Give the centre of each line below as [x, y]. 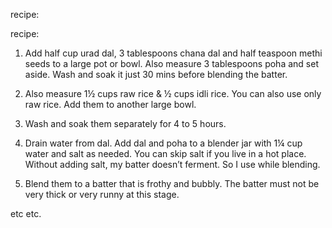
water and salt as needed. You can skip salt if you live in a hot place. [165, 153]
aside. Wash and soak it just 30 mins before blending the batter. [156, 74]
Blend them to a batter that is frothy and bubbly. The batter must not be [172, 183]
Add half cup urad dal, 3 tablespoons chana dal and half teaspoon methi [173, 53]
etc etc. [26, 213]
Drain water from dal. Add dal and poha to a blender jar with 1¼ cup [163, 143]
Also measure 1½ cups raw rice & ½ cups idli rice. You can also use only [173, 93]
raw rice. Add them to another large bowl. [110, 104]
